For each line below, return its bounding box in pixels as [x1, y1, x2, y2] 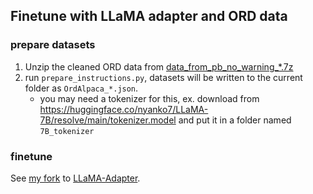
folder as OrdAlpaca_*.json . [24, 82, 139, 94]
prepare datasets [10, 38, 96, 52]
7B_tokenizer [39, 126, 95, 136]
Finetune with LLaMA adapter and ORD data [10, 8, 288, 25]
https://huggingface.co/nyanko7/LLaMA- [39, 103, 209, 115]
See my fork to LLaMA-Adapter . [10, 172, 141, 184]
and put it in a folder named [178, 114, 292, 126]
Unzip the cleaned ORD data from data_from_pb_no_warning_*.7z [24, 60, 294, 73]
